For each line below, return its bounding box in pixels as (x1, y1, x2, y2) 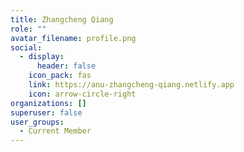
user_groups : (10, 117, 65, 127)
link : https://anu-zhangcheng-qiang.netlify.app (28, 80, 235, 90)
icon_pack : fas (28, 71, 92, 81)
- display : (19, 52, 65, 62)
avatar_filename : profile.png (10, 33, 137, 43)
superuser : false (10, 107, 83, 118)
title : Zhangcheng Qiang (10, 14, 114, 25)
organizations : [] (10, 98, 87, 108)
